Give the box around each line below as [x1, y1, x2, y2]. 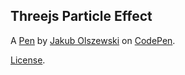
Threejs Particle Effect [10, 8, 153, 25]
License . [10, 54, 46, 66]
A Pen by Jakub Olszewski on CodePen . [10, 34, 176, 46]
